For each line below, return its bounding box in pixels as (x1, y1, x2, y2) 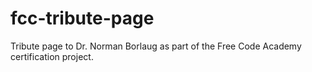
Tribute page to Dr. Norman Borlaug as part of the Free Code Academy (10, 40, 302, 52)
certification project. (10, 50, 94, 62)
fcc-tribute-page (10, 7, 155, 30)
